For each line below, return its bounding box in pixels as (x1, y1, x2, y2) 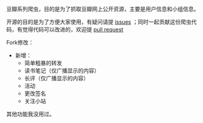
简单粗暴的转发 (24, 60, 62, 66)
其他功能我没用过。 (6, 110, 55, 118)
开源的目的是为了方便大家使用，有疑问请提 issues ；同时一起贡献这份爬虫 (6, 18, 191, 26)
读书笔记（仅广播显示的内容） (24, 67, 100, 74)
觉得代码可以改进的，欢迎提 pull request (22, 26, 124, 33)
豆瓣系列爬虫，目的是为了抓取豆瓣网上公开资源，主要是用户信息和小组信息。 (6, 5, 199, 12)
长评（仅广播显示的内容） (24, 75, 89, 82)
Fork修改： (6, 39, 34, 46)
